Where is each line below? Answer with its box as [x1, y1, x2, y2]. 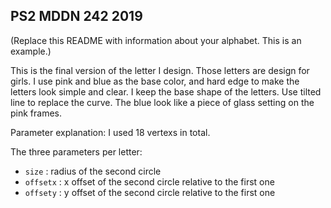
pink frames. [10, 107, 63, 119]
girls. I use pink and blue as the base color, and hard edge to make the [10, 75, 300, 87]
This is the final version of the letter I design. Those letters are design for [10, 64, 310, 76]
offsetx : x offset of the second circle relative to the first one [24, 175, 275, 188]
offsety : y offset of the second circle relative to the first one [24, 186, 276, 198]
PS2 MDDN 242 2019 [10, 8, 143, 25]
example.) [10, 45, 52, 57]
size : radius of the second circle [24, 165, 162, 177]
